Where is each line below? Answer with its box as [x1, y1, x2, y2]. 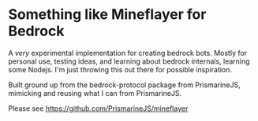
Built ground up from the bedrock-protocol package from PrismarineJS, [8, 80, 241, 90]
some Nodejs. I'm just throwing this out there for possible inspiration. [8, 64, 233, 74]
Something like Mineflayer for [8, 5, 207, 24]
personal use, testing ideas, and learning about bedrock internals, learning [8, 57, 250, 66]
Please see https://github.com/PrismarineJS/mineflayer [8, 104, 189, 113]
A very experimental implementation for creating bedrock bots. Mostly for [8, 48, 247, 57]
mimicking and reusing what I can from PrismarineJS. [8, 88, 182, 97]
